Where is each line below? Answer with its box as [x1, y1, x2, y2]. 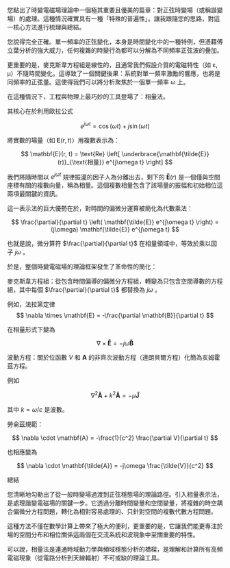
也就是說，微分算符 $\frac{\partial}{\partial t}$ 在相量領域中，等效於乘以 [7, 239, 212, 248]
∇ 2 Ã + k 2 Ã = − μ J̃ [90, 390, 140, 399]
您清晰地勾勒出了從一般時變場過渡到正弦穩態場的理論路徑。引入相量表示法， [7, 490, 223, 498]
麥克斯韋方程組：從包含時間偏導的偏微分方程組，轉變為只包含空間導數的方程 [7, 277, 223, 286]
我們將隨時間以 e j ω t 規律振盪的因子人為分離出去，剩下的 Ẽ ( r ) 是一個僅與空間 [7, 171, 220, 181]
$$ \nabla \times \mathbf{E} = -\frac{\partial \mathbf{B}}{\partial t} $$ [16, 311, 214, 320]
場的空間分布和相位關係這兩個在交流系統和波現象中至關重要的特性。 [7, 530, 199, 539]
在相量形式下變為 [7, 325, 55, 334]
